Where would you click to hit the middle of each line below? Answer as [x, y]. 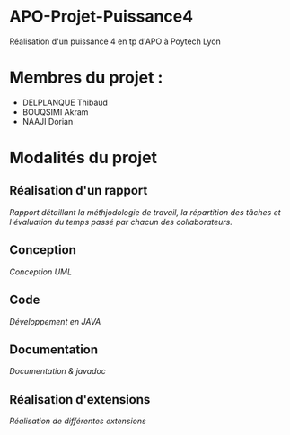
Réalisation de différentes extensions [78, 421]
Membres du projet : [86, 78]
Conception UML [41, 272]
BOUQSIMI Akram [55, 112]
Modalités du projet [83, 158]
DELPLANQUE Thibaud [65, 102]
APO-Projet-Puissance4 [101, 17]
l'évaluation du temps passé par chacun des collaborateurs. [121, 222]
